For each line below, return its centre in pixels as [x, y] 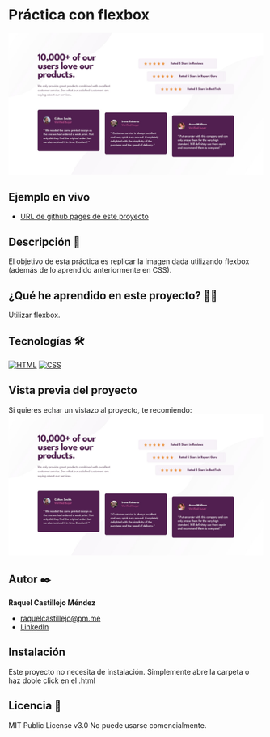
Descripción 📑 [44, 241]
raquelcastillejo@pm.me [60, 618]
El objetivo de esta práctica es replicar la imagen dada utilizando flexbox [129, 261]
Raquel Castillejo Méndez [52, 602]
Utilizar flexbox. [34, 315]
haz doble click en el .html [52, 680]
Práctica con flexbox [79, 15]
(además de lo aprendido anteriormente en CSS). [90, 270]
